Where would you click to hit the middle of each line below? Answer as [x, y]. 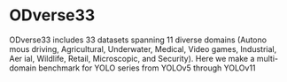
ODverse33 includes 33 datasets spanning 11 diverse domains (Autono [138, 40]
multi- [268, 58]
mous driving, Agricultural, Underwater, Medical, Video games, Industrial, [143, 48]
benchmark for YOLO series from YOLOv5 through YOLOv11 [147, 68]
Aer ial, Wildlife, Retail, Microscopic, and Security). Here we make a [132, 58]
